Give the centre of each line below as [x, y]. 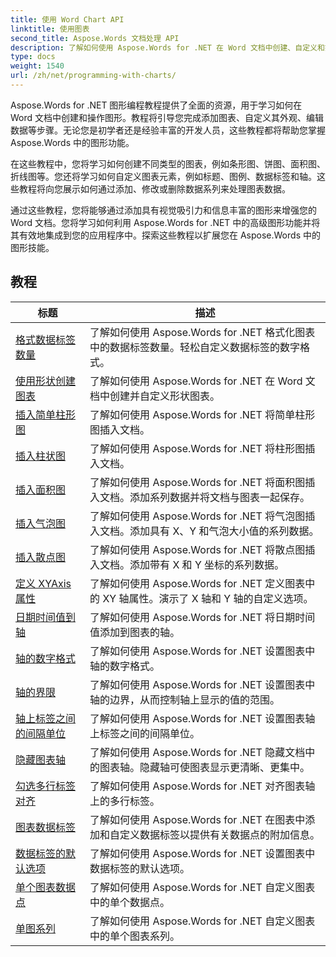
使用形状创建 [46, 381]
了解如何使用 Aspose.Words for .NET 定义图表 [197, 583]
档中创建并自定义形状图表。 [155, 396]
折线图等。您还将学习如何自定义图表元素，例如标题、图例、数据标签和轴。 [163, 176]
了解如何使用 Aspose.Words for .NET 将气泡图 [197, 516]
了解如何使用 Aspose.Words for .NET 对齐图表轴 [202, 786]
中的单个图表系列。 [135, 936]
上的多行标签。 [125, 801]
